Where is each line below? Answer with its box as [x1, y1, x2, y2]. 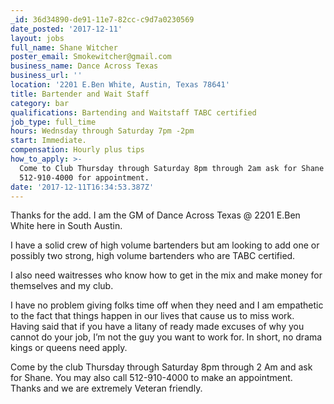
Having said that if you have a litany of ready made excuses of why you [10, 321, 305, 333]
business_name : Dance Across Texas [10, 61, 159, 71]
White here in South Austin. [10, 220, 123, 232]
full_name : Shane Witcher [10, 42, 118, 53]
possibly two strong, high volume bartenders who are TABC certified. [10, 250, 296, 262]
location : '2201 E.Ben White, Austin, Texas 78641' [10, 80, 230, 90]
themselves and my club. [10, 280, 114, 292]
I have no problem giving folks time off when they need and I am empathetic [10, 299, 324, 311]
